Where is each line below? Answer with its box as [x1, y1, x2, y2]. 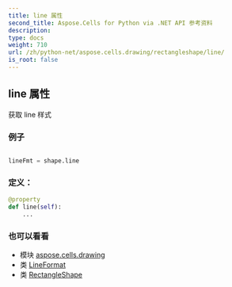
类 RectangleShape [19, 270, 83, 280]
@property [8, 196, 41, 204]
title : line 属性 [8, 11, 63, 20]
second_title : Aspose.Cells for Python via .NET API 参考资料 [8, 19, 213, 27]
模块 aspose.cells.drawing [19, 251, 105, 260]
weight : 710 [8, 41, 48, 49]
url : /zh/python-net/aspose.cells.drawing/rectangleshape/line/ [8, 48, 225, 56]
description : [8, 26, 51, 34]
